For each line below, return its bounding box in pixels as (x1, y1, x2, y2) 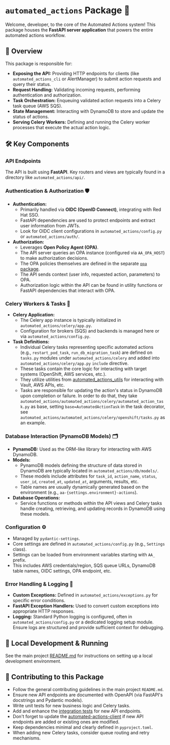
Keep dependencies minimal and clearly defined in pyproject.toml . (12, 724, 153, 730)
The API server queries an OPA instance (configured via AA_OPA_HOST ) (20, 249, 165, 256)
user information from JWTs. (20, 222, 80, 228)
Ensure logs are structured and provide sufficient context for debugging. (12, 624, 164, 630)
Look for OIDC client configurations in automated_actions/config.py (20, 228, 162, 234)
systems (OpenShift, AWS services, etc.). (20, 371, 107, 377)
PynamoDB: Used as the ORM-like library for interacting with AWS (12, 446, 152, 452)
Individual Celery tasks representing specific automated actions (20, 344, 154, 350)
